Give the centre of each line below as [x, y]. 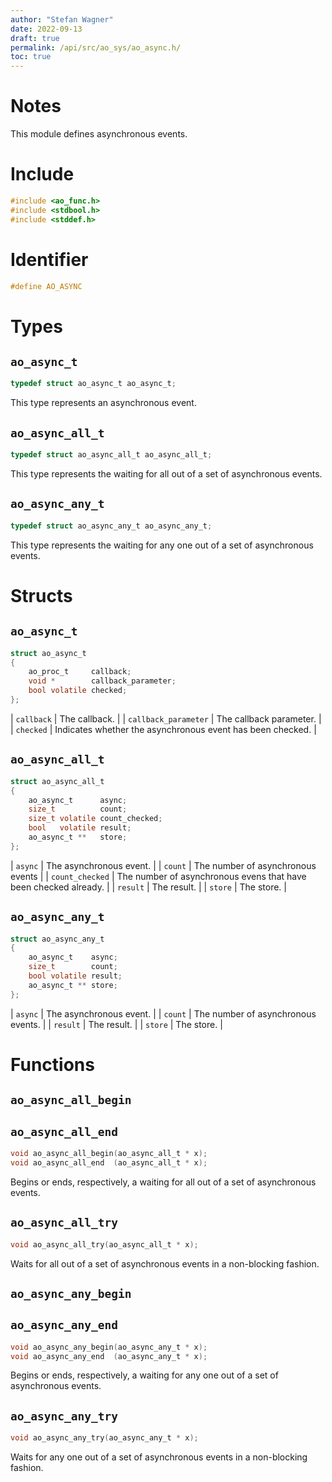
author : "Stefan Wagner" [62, 19]
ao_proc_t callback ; [80, 672]
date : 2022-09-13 [46, 29]
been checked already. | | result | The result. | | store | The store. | [148, 887]
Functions [52, 1064]
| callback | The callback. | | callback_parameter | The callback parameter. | [166, 718]
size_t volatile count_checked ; [95, 819]
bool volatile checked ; [78, 691]
